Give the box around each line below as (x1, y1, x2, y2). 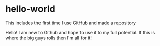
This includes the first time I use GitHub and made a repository (5, 20, 136, 26)
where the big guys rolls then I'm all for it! (5, 35, 92, 41)
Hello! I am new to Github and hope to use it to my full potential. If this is (5, 29, 155, 35)
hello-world (5, 3, 56, 15)
